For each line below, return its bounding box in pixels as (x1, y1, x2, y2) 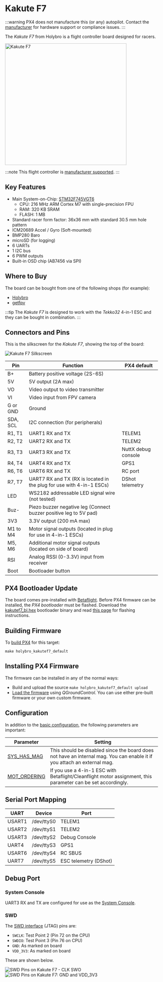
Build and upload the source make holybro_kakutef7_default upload (12, 684, 148, 690)
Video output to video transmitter (29, 386, 104, 393)
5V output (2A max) (29, 378, 74, 385)
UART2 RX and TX (29, 438, 71, 445)
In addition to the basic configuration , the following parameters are (5, 722, 138, 727)
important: (5, 727, 26, 733)
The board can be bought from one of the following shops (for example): (5, 285, 150, 291)
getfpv (12, 300, 26, 306)
